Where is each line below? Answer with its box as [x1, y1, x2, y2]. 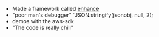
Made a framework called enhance [12, 5, 100, 12]
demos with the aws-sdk [12, 18, 74, 24]
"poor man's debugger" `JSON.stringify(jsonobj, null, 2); [12, 11, 154, 18]
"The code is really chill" [12, 24, 74, 31]
